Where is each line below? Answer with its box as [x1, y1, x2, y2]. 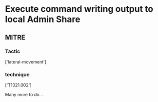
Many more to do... [5, 92, 43, 98]
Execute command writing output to [5, 3, 154, 15]
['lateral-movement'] [5, 59, 46, 64]
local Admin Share [5, 14, 80, 25]
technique [5, 71, 30, 78]
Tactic [5, 48, 20, 55]
